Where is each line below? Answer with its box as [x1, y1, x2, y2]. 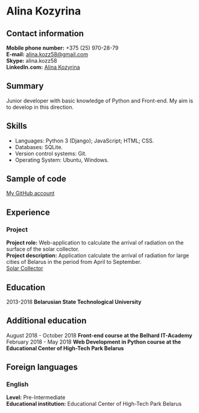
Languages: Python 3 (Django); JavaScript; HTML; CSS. [14, 137, 154, 144]
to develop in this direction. [6, 103, 74, 110]
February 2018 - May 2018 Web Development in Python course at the [6, 338, 182, 345]
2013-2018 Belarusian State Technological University [6, 298, 142, 306]
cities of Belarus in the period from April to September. [6, 258, 142, 266]
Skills [6, 121, 27, 131]
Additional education [6, 316, 87, 326]
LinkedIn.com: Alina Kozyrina [6, 63, 80, 71]
